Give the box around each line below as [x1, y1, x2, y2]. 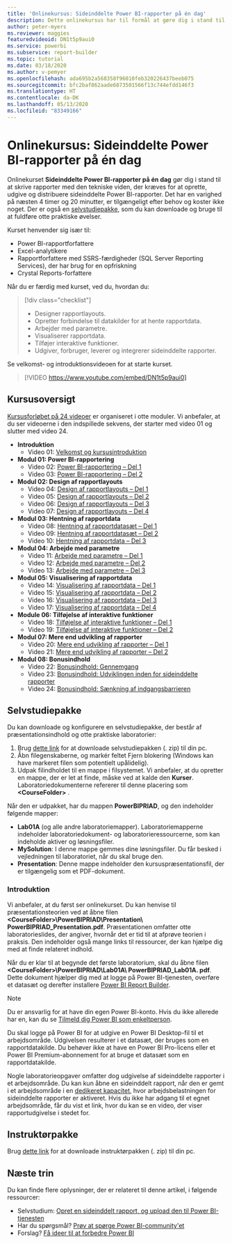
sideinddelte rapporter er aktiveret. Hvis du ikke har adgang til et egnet [7, 1094, 210, 1102]
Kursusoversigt [7, 394, 76, 405]
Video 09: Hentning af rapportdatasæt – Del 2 [27, 529, 158, 537]
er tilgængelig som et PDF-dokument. [17, 867, 125, 876]
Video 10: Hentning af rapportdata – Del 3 [27, 536, 147, 545]
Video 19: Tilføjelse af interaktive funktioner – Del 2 [27, 625, 174, 634]
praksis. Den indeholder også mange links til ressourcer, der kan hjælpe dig [7, 938, 224, 946]
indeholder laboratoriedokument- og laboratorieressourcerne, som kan [17, 830, 220, 839]
